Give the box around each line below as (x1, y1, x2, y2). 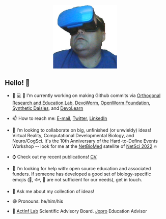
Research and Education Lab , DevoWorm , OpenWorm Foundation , (12, 100, 151, 106)
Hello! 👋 (5, 79, 30, 87)
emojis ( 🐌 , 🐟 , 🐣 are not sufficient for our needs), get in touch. (12, 176, 142, 182)
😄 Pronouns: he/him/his (12, 198, 63, 204)
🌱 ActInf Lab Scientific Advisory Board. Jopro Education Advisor (12, 208, 147, 214)
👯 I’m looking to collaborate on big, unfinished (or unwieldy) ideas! (12, 127, 151, 133)
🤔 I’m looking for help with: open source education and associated (12, 165, 151, 171)
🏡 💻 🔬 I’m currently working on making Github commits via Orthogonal (12, 92, 161, 99)
